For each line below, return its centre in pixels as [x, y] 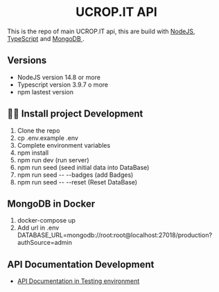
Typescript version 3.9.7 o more [63, 85]
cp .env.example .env [47, 138]
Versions [27, 61]
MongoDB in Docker [51, 204]
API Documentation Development [81, 264]
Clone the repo [38, 130]
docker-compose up [46, 221]
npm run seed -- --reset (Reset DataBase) [77, 182]
